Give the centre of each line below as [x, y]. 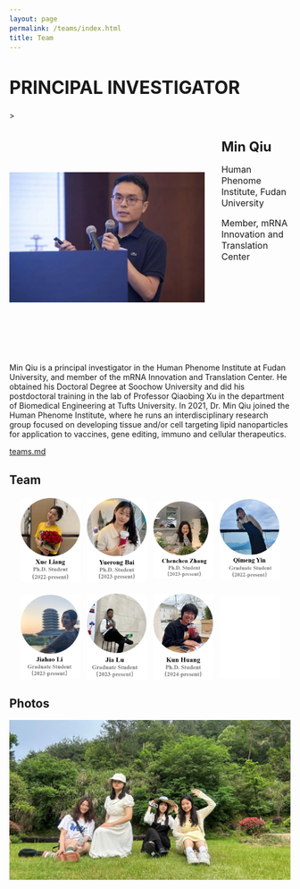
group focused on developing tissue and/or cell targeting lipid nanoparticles [149, 425]
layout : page [33, 19]
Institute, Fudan [254, 192]
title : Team [31, 38]
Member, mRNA [255, 224]
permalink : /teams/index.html [66, 28]
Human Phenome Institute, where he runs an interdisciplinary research [139, 415]
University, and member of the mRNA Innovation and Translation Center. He [148, 377]
